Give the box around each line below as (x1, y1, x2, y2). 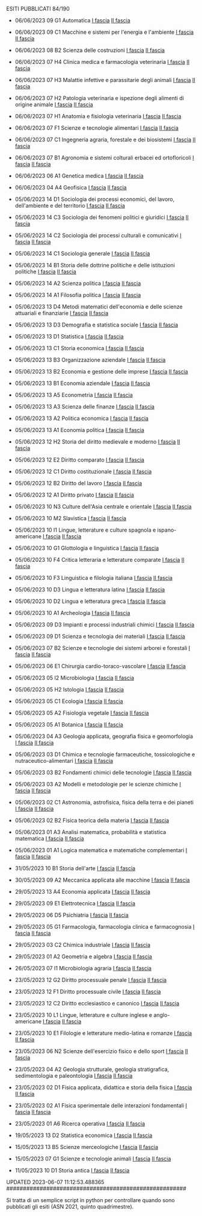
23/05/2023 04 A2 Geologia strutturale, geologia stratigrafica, (14, 1066, 170, 1073)
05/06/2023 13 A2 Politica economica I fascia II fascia (14, 415, 149, 422)
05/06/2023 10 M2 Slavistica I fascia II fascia (14, 515, 127, 521)
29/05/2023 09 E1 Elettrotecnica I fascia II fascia (14, 900, 136, 907)
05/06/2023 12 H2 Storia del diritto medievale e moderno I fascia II (14, 438, 180, 445)
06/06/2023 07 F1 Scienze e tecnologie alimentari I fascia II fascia (14, 124, 179, 132)
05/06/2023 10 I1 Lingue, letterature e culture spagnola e (14, 526, 156, 533)
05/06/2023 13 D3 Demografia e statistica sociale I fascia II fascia (14, 321, 179, 328)
